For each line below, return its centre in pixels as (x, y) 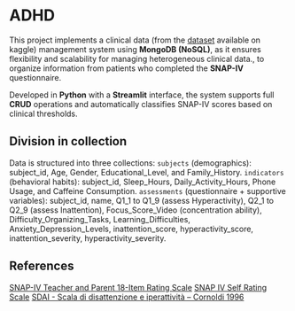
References (42, 266)
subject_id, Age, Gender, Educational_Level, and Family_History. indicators (147, 172)
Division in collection (68, 141)
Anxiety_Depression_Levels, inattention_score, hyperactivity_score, (132, 229)
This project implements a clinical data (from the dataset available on (135, 40)
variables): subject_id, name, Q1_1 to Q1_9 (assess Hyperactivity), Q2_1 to (142, 200)
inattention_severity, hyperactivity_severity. (88, 238)
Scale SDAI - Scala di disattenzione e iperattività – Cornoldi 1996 (127, 297)
